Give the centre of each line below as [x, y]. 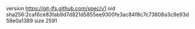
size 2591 [46, 21]
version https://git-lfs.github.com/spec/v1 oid [61, 8]
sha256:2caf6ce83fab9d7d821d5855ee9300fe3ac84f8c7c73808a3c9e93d [97, 14]
